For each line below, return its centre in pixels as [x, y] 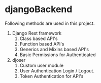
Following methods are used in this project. [50, 23]
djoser [19, 60]
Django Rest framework [37, 33]
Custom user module [42, 65]
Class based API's [39, 38]
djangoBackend [39, 9]
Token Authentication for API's [52, 76]
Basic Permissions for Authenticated [58, 55]
